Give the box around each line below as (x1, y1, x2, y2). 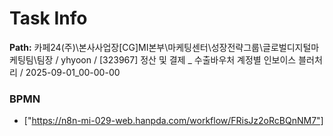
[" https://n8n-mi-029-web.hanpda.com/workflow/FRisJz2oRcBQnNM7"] (23, 115, 324, 127)
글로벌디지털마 (262, 41, 320, 53)
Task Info (9, 7, 88, 30)
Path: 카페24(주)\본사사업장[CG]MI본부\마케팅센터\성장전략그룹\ (9, 41, 264, 53)
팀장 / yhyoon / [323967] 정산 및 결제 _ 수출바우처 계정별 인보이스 (36, 53, 297, 66)
